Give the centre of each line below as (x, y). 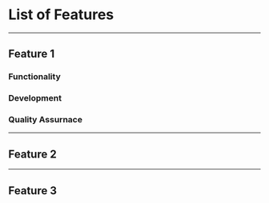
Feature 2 (33, 154)
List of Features (61, 15)
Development (35, 98)
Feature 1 (31, 54)
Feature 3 (33, 191)
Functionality (35, 77)
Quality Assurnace (45, 120)
